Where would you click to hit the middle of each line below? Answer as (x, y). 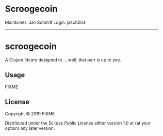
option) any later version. (30, 128)
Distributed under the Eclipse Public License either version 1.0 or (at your (78, 123)
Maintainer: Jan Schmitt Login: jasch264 (45, 22)
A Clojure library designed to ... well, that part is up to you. (63, 60)
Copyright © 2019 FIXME (30, 113)
